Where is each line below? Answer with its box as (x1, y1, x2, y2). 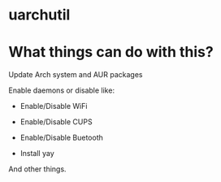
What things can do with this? (8, 43, 214, 62)
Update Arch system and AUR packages (8, 70, 143, 80)
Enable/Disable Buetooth (19, 132, 104, 143)
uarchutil (8, 6, 71, 24)
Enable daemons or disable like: (8, 85, 115, 95)
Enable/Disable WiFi (19, 102, 88, 111)
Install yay (19, 149, 54, 158)
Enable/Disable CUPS (19, 117, 93, 127)
